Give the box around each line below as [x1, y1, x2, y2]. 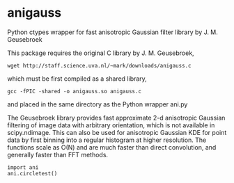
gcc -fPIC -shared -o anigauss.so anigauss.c [7, 88, 141, 95]
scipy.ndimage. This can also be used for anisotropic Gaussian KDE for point [7, 128, 227, 136]
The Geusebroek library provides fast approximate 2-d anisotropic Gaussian [7, 113, 226, 122]
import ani [7, 164, 39, 171]
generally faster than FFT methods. [7, 150, 109, 159]
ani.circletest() [7, 170, 58, 177]
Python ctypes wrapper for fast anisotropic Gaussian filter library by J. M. [7, 28, 218, 36]
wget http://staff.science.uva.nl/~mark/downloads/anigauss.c [7, 62, 192, 69]
